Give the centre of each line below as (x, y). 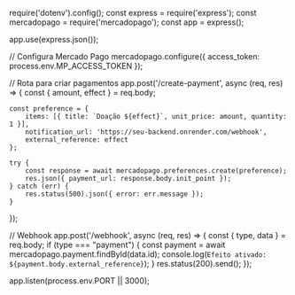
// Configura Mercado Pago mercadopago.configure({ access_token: (135, 56)
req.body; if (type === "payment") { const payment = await (117, 245)
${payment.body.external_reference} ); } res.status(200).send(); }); (131, 264)
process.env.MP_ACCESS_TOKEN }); (76, 66)
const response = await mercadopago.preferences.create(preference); (156, 171)
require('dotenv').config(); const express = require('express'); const (133, 13)
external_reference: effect (77, 140)
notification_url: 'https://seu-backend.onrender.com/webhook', (146, 132)
